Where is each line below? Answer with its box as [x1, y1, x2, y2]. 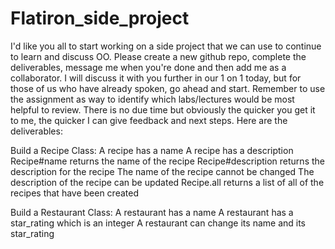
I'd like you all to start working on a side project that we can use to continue [10, 40, 322, 52]
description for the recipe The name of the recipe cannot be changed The [10, 165, 315, 177]
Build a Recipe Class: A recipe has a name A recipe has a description [10, 144, 294, 156]
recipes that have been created [10, 187, 139, 199]
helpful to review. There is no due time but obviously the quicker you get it [10, 103, 316, 116]
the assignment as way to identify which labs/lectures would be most [10, 93, 295, 105]
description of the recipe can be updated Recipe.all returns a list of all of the [10, 176, 325, 188]
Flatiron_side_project [10, 7, 190, 30]
